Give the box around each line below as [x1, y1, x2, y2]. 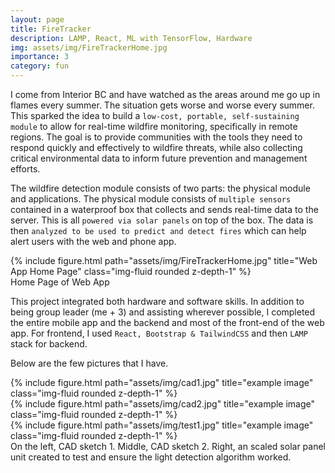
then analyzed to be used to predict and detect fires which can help [10, 225, 307, 236]
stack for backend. [10, 338, 88, 350]
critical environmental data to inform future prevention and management [10, 152, 308, 164]
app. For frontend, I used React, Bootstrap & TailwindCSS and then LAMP [10, 327, 308, 339]
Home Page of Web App [10, 276, 110, 288]
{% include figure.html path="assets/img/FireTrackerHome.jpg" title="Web [10, 255, 318, 266]
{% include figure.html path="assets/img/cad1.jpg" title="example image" [10, 377, 314, 388]
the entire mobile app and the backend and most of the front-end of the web [10, 317, 325, 328]
